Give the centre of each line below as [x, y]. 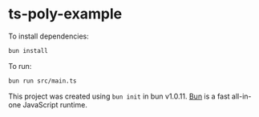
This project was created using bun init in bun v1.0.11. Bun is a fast [119, 96]
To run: [20, 66]
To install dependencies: [49, 36]
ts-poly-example [65, 14]
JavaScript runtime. [55, 104]
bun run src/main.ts [43, 81]
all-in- [241, 96]
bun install [28, 50]
